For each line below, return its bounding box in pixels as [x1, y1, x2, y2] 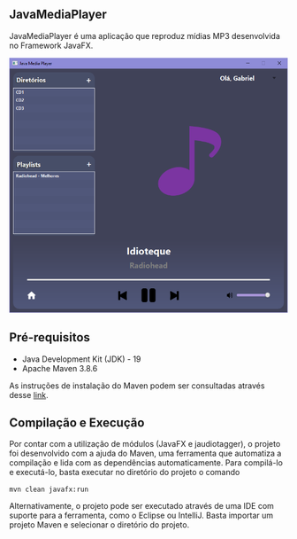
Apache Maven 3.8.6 [21, 363, 98, 373]
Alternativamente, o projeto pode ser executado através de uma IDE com [9, 501, 274, 512]
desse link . [9, 389, 49, 400]
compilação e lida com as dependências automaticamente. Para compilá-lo [9, 457, 283, 468]
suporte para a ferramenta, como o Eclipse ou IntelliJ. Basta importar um [9, 510, 274, 521]
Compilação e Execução [9, 416, 145, 431]
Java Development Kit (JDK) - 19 [21, 354, 141, 364]
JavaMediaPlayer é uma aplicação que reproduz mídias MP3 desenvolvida [9, 30, 281, 41]
